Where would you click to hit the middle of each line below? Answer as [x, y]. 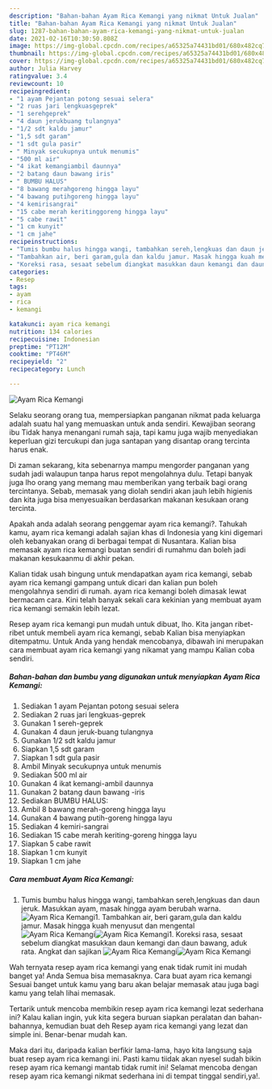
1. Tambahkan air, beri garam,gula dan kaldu [168, 917]
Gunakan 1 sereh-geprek [62, 723]
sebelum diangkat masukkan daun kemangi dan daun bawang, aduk [134, 942]
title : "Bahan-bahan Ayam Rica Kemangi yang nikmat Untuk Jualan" [123, 23]
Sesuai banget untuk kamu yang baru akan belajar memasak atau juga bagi [134, 984]
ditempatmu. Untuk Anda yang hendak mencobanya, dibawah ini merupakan [136, 641]
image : [20, 46]
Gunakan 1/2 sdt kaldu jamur [68, 740]
